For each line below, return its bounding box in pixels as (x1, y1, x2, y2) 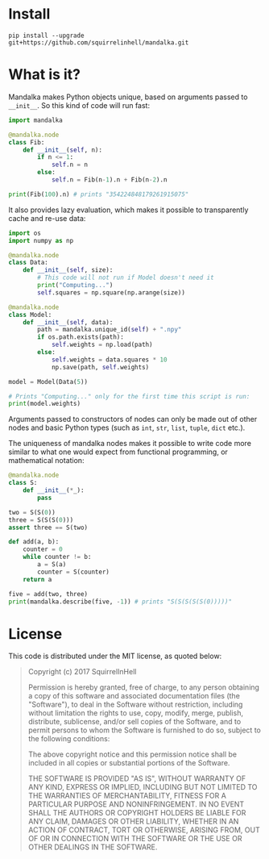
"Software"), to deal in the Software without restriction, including (27, 699, 243, 710)
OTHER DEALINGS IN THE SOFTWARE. (27, 842, 158, 852)
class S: (8, 479, 38, 487)
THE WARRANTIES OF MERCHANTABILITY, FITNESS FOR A (27, 791, 227, 801)
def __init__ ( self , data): (23, 318, 114, 327)
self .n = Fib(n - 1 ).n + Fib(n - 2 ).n (51, 176, 168, 184)
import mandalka (8, 116, 63, 124)
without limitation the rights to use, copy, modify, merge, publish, (27, 708, 244, 718)
